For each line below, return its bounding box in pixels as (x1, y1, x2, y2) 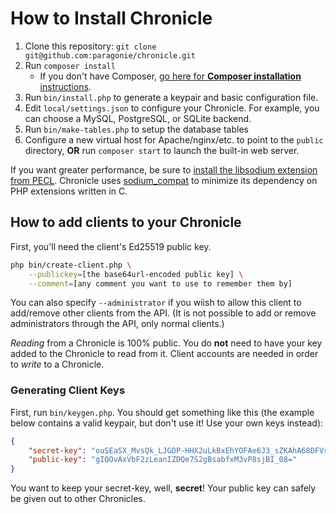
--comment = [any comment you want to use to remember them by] (28, 278, 293, 289)
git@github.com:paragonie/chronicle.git (24, 50, 196, 61)
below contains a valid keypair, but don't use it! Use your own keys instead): (10, 417, 324, 429)
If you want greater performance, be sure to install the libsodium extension (10, 163, 318, 176)
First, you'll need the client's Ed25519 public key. (10, 240, 212, 252)
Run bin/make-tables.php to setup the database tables (24, 123, 249, 135)
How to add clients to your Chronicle (10, 214, 242, 231)
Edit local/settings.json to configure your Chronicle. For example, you (24, 102, 320, 114)
